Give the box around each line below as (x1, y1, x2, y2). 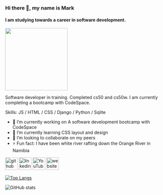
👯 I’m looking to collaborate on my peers (12, 135, 96, 141)
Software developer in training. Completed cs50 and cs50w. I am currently (5, 95, 158, 100)
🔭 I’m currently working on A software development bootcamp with (12, 119, 151, 125)
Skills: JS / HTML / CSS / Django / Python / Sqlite (5, 109, 106, 115)
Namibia (12, 148, 30, 154)
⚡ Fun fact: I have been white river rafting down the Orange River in (12, 140, 151, 146)
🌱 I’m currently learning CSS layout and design (12, 129, 108, 136)
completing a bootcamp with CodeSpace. (5, 99, 91, 106)
